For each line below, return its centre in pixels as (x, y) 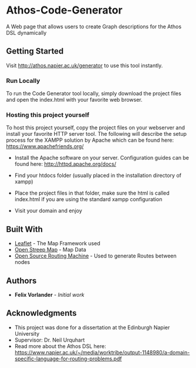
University (27, 333)
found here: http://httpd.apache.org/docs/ (65, 164)
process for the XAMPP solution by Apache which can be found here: (90, 140)
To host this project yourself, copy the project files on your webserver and (96, 128)
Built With (24, 229)
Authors (21, 281)
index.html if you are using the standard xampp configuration (88, 199)
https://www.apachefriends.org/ (45, 146)
